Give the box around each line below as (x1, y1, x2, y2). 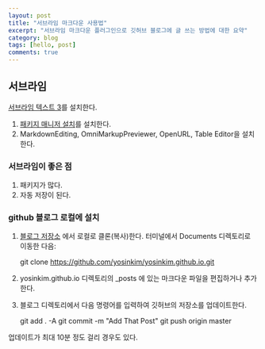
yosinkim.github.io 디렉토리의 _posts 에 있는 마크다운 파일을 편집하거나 (19, 274, 243, 283)
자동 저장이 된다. (19, 190, 71, 200)
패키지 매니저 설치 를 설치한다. (19, 119, 112, 128)
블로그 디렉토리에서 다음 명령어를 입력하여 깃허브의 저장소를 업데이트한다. (19, 301, 248, 310)
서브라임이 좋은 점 (8, 160, 73, 171)
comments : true (8, 48, 59, 56)
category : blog (8, 33, 59, 42)
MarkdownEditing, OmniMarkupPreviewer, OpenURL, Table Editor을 (19, 128, 240, 139)
